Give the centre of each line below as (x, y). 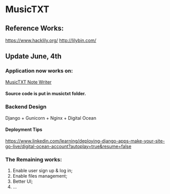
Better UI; (23, 181)
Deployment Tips (24, 130)
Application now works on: (39, 71)
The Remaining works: (34, 159)
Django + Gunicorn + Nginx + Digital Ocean (51, 118)
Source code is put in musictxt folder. (46, 94)
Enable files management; (40, 176)
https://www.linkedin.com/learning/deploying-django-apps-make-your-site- (85, 141)
